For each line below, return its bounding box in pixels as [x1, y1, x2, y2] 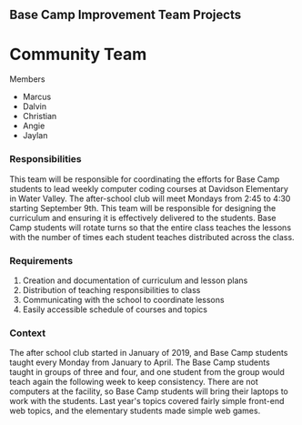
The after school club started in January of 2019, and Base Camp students [9, 348, 288, 359]
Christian [22, 111, 57, 122]
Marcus [22, 91, 52, 103]
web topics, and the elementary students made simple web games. [9, 405, 261, 417]
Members [9, 74, 45, 85]
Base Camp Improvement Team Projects [9, 7, 242, 23]
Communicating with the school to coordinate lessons [22, 294, 225, 305]
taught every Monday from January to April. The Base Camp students [9, 357, 270, 368]
